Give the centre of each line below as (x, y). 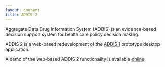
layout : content (22, 10)
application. (18, 49)
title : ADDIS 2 (21, 15)
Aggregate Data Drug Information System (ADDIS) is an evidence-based (81, 29)
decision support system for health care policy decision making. (72, 34)
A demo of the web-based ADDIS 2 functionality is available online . (75, 59)
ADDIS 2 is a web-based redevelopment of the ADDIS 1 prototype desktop (83, 44)
